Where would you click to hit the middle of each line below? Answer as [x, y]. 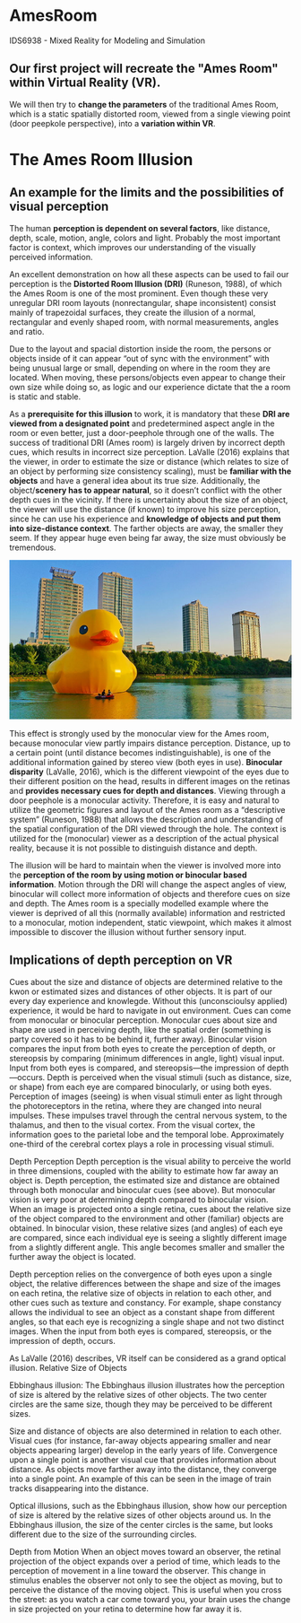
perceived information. [51, 257]
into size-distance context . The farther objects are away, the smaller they [146, 528]
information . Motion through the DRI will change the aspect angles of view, [148, 884]
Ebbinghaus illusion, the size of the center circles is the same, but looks [141, 1524]
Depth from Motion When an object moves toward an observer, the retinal [145, 1551]
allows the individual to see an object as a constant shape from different [142, 1312]
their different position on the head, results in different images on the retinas [150, 781]
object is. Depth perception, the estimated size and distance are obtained [145, 1180]
